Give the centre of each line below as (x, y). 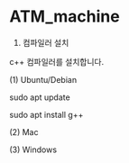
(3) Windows (33, 149)
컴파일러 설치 (46, 42)
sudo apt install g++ (46, 114)
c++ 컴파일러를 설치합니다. (57, 61)
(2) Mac (24, 131)
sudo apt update (40, 97)
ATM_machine (64, 17)
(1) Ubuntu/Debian (43, 79)
